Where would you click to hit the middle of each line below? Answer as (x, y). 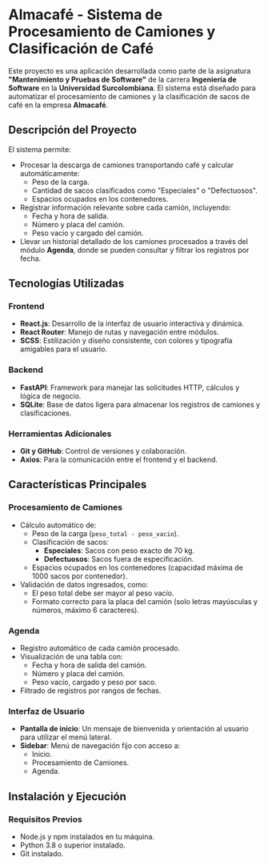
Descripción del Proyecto (73, 130)
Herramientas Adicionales (60, 434)
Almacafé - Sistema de (85, 15)
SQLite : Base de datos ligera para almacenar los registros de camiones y (140, 404)
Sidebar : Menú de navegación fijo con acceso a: (100, 746)
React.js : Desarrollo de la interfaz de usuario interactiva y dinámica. (132, 324)
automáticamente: (50, 173)
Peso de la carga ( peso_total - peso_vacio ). (105, 533)
